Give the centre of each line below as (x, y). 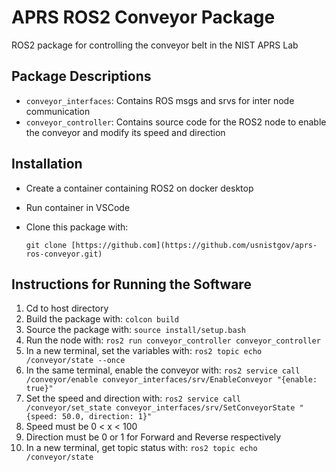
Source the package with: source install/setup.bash (136, 330)
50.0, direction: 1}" (107, 417)
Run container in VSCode (78, 207)
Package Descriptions (81, 76)
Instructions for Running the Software (131, 284)
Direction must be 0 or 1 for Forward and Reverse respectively (153, 437)
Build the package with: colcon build (102, 319)
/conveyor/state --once (75, 361)
